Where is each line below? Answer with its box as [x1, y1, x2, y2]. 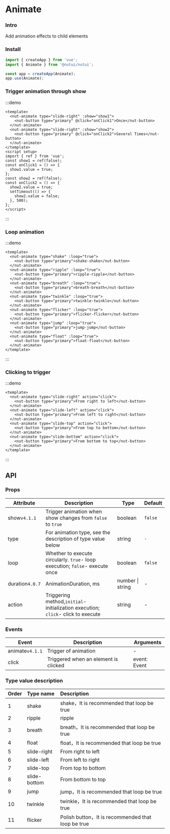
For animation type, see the [45, 528, 110, 536]
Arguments [134, 639, 162, 646]
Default [144, 499, 162, 506]
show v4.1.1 [8, 514, 36, 521]
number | [117, 577, 139, 584]
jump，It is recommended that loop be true [60, 788, 162, 795]
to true [45, 520, 62, 527]
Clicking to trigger [5, 368, 51, 375]
